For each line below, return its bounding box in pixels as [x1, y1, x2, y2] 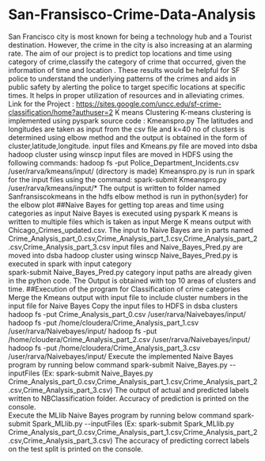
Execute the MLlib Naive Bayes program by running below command [8, 410, 232, 420]
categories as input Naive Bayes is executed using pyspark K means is [8, 208, 239, 218]
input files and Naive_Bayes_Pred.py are [112, 242, 244, 251]
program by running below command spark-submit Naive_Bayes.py [8, 360, 228, 369]
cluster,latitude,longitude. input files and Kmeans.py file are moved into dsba [8, 141, 258, 150]
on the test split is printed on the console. [8, 444, 144, 453]
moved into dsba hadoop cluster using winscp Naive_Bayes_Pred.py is [8, 250, 239, 260]
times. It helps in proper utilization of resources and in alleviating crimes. [8, 90, 245, 100]
